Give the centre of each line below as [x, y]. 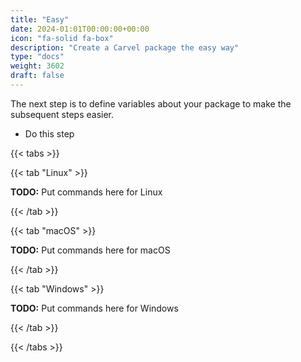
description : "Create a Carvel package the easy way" [125, 47]
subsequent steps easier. [62, 114]
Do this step [49, 133]
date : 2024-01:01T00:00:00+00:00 [80, 29]
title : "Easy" [40, 19]
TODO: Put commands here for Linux [86, 192]
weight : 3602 [37, 66]
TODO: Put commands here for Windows [94, 308]
